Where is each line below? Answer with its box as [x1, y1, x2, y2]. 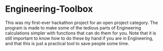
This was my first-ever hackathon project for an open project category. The [5, 20, 159, 25]
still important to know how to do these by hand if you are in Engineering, [5, 35, 154, 41]
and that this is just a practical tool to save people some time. [5, 40, 130, 46]
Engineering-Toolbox [5, 3, 93, 15]
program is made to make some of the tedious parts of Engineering [5, 25, 141, 30]
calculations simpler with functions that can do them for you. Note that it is [5, 30, 157, 36]
